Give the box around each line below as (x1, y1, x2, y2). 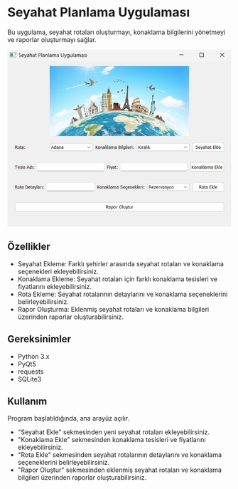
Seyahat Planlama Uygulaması (7, 4, 190, 21)
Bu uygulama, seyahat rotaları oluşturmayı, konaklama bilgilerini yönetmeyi (7, 28, 226, 36)
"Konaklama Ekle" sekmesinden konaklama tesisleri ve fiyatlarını (17, 436, 206, 444)
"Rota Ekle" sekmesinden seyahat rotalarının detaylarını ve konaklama (17, 451, 222, 459)
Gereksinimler (7, 333, 72, 345)
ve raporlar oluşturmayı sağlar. (7, 35, 97, 43)
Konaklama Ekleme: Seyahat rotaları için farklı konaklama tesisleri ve (17, 275, 218, 283)
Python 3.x (17, 352, 50, 360)
